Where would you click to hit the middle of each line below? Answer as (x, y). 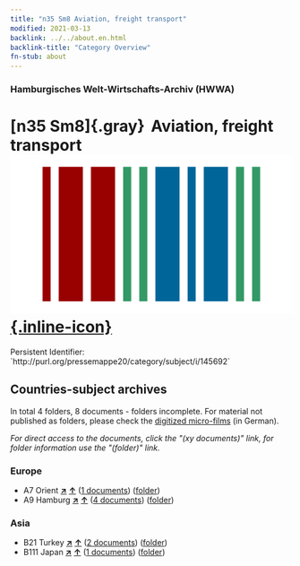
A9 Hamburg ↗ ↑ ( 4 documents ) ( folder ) (99, 500)
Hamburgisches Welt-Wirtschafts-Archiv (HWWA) (123, 90)
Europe (26, 471)
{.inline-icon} (61, 327)
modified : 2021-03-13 (51, 28)
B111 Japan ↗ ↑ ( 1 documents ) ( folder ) (94, 553)
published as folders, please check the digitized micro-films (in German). (145, 421)
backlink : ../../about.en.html (69, 38)
